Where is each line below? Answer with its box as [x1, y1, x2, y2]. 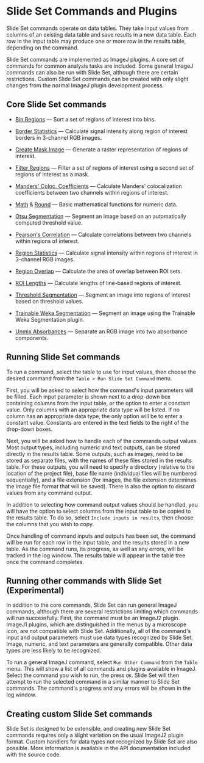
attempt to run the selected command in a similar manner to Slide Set [6, 678, 180, 685]
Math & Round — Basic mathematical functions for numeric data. [15, 200, 178, 208]
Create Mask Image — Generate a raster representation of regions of [15, 145, 188, 153]
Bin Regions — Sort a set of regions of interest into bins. [15, 115, 157, 123]
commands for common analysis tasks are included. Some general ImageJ [6, 62, 194, 70]
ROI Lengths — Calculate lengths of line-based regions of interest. [15, 279, 182, 286]
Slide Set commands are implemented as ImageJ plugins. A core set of [6, 56, 185, 63]
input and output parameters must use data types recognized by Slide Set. [6, 634, 193, 642]
